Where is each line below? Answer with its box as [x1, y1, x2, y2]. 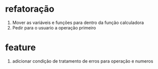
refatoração [5, 3, 54, 15]
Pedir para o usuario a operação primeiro [12, 24, 96, 30]
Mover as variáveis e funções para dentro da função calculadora [12, 20, 144, 25]
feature [5, 42, 36, 53]
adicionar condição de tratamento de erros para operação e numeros [12, 58, 154, 64]
